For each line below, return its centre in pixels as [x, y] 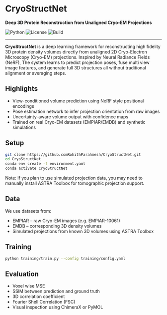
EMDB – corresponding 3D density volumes [57, 226]
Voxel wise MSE [29, 286]
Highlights [22, 89]
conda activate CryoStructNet [37, 168]
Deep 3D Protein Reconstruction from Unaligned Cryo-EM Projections [79, 22]
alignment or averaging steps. [36, 73]
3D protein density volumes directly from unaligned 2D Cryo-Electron [76, 52]
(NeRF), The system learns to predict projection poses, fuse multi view [78, 62]
